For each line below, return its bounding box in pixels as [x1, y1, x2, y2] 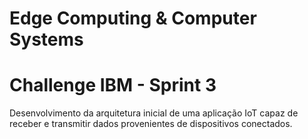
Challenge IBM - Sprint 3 [9, 74, 217, 97]
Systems [9, 28, 84, 51]
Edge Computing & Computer [9, 7, 257, 30]
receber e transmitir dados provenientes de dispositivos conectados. [9, 118, 293, 130]
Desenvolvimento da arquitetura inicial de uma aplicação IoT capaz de [9, 107, 299, 119]
